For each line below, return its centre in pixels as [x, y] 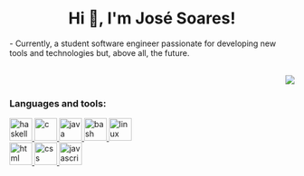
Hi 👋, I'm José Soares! [152, 19]
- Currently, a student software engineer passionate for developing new [143, 43]
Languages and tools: [58, 103]
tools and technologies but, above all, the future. [100, 52]
